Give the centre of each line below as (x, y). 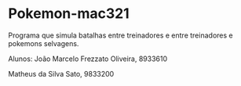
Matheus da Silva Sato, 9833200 (61, 73)
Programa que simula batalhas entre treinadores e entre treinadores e (120, 35)
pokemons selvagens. (44, 43)
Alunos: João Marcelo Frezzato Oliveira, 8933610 (88, 59)
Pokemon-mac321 (69, 14)
